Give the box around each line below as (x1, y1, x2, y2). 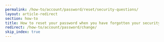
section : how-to (5, 16, 38, 21)
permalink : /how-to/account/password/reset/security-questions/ (5, 7, 139, 12)
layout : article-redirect (5, 12, 58, 16)
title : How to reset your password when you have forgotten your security (5, 20, 161, 26)
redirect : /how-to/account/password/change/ (5, 25, 97, 30)
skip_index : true (5, 29, 41, 34)
